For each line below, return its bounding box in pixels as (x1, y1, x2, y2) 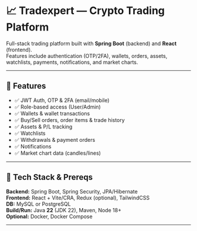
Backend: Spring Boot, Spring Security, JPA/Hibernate (6, 188, 138, 195)
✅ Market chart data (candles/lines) (14, 150, 101, 157)
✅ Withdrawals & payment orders (14, 136, 96, 143)
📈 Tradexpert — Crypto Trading (6, 4, 165, 18)
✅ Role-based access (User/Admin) (14, 103, 101, 110)
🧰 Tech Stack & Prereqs (6, 172, 93, 182)
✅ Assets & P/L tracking (14, 123, 73, 130)
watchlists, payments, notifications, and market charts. (6, 59, 138, 66)
